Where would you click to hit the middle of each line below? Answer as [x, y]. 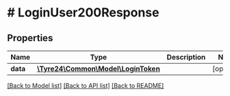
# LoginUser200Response [83, 13]
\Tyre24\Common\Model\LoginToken [99, 69]
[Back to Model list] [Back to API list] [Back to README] [86, 86]
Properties [30, 38]
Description [186, 57]
